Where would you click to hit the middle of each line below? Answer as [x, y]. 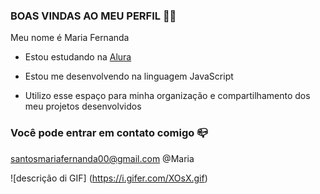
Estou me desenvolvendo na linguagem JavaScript [129, 76]
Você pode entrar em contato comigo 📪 [109, 133]
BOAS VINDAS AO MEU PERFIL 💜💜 [93, 16]
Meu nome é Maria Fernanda [70, 38]
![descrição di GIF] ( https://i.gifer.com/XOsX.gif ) [109, 178]
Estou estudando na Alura [78, 57]
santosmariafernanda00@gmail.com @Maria [102, 158]
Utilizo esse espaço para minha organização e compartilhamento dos [167, 96]
